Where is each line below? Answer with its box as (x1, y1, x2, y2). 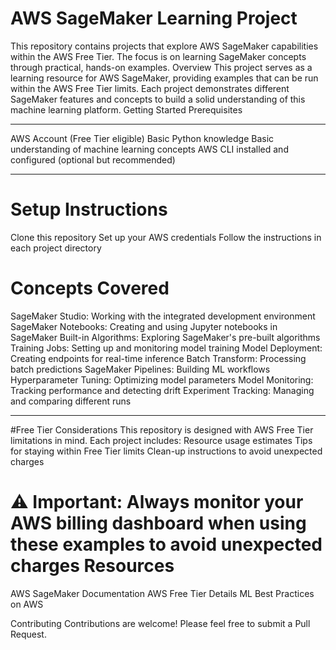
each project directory (10, 242, 102, 254)
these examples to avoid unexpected (10, 533, 323, 556)
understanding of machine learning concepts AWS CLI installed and (10, 143, 289, 155)
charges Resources (10, 555, 175, 577)
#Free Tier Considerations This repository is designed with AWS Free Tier (10, 423, 314, 436)
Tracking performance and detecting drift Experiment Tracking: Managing (10, 384, 315, 396)
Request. (10, 628, 47, 640)
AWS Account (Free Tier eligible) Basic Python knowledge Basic (10, 132, 275, 144)
